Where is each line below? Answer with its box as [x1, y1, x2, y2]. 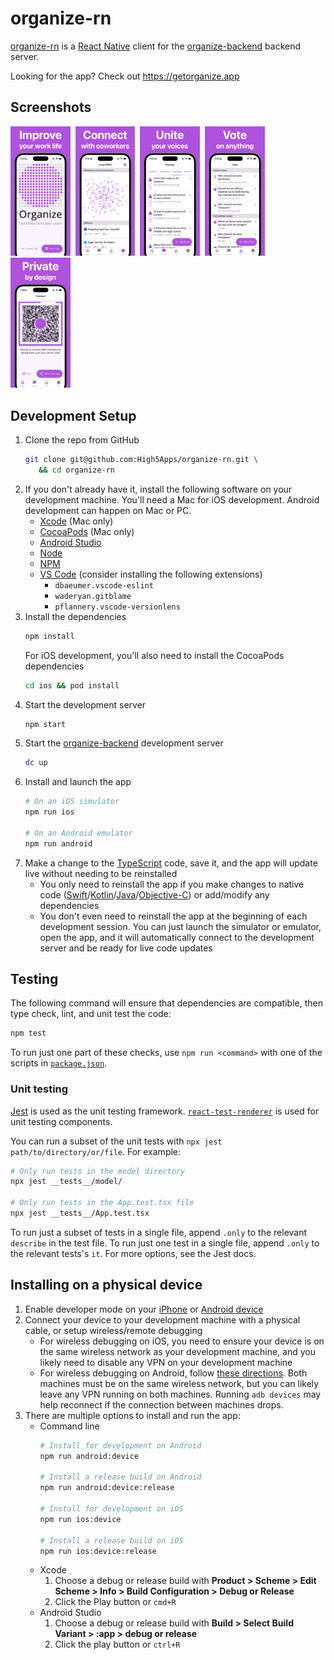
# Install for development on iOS [39, 1504, 184, 1514]
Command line [39, 1420, 100, 1432]
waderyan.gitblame [54, 591, 132, 601]
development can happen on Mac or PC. [24, 504, 192, 516]
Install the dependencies [24, 610, 127, 622]
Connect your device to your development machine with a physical [24, 1313, 301, 1326]
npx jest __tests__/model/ [10, 1177, 123, 1187]
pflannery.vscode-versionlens [54, 602, 181, 612]
